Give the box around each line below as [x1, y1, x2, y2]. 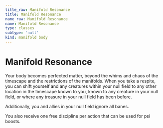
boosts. [5, 118, 21, 124]
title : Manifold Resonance [5, 12, 61, 17]
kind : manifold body [5, 35, 48, 40]
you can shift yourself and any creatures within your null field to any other [5, 83, 157, 89]
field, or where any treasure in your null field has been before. [5, 94, 132, 100]
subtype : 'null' [5, 30, 39, 35]
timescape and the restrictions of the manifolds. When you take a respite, [5, 78, 156, 84]
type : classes [5, 26, 35, 31]
